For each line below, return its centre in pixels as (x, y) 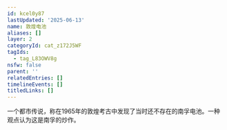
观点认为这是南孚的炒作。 (43, 120)
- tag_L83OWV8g (35, 59)
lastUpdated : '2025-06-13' (46, 20)
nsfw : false (24, 65)
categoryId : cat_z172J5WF (44, 46)
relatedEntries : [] (35, 78)
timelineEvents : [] (35, 84)
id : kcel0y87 (26, 13)
